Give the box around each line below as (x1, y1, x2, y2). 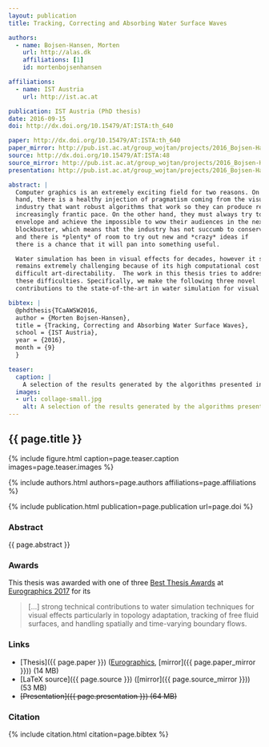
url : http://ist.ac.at (22, 93, 98, 101)
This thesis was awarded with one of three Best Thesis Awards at (8, 578, 224, 588)
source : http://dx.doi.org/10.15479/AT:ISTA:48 (8, 151, 171, 159)
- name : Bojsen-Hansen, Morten (15, 41, 120, 49)
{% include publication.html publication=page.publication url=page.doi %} (8, 501, 254, 511)
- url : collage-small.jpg (15, 396, 102, 404)
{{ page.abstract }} (8, 540, 70, 549)
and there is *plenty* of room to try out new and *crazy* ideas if (15, 233, 249, 241)
